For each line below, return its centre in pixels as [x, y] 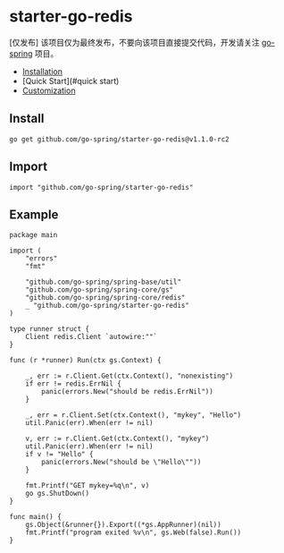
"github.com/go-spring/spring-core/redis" [105, 298]
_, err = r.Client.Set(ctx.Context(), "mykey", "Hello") [134, 415]
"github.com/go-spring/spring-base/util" [103, 282]
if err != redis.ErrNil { [74, 384]
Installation [42, 71]
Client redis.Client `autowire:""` [92, 337]
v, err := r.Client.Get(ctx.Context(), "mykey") [117, 439]
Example [34, 214]
